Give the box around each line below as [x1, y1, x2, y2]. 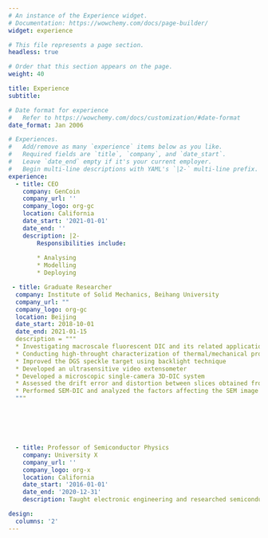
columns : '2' [15, 517, 59, 525]
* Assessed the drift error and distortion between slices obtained [15, 379, 248, 387]
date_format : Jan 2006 [8, 121, 84, 129]
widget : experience [8, 26, 73, 34]
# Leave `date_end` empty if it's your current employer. [8, 158, 213, 166]
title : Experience [8, 84, 69, 92]
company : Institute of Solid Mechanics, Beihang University [15, 290, 219, 299]
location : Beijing [15, 312, 77, 321]
